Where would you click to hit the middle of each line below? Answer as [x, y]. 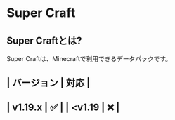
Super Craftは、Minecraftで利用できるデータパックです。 [89, 59]
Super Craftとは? [44, 40]
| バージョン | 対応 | [48, 83]
